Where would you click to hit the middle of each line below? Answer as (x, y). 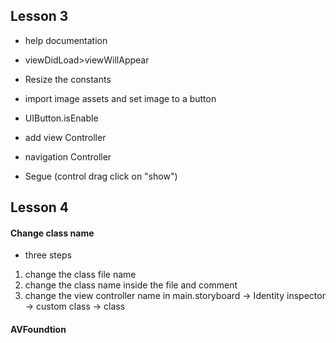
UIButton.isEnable (61, 118)
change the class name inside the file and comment (131, 285)
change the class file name (80, 275)
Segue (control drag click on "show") (101, 176)
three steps (48, 255)
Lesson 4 (40, 207)
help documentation (66, 40)
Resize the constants (68, 79)
